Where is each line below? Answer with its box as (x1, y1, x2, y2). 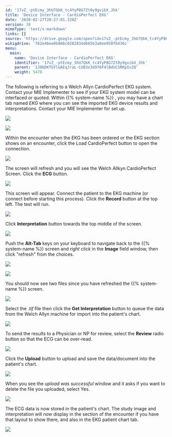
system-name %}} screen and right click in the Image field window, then (5, 246, 159, 252)
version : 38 (5, 22, 31, 27)
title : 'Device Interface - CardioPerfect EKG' (5, 12, 109, 17)
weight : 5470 (14, 70, 42, 75)
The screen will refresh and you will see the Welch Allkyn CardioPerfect (5, 165, 156, 171)
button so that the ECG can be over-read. (5, 336, 93, 342)
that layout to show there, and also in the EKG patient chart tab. (5, 416, 139, 423)
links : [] (5, 31, 27, 36)
